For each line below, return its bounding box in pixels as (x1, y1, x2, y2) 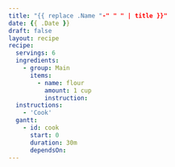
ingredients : (15, 57, 60, 65)
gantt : (15, 116, 38, 124)
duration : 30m (29, 138, 78, 147)
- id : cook (23, 124, 60, 132)
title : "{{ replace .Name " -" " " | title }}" (8, 11, 168, 20)
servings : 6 (15, 49, 56, 57)
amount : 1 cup (44, 86, 92, 95)
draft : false (8, 26, 52, 35)
